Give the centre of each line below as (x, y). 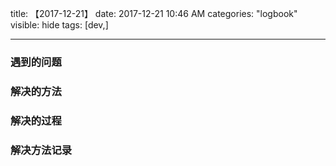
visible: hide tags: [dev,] (59, 25)
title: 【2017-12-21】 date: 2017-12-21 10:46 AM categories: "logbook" (154, 13)
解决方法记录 (41, 150)
